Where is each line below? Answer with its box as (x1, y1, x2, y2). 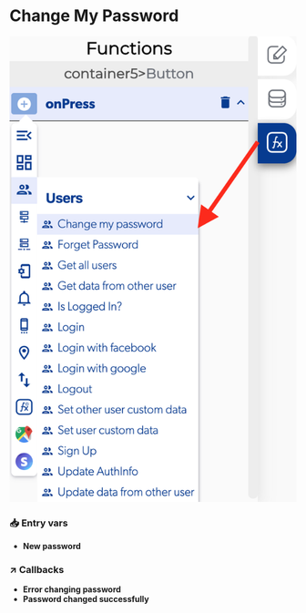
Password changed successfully (22, 594, 149, 605)
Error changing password (22, 584, 121, 595)
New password (22, 541, 82, 552)
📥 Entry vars (9, 516, 68, 529)
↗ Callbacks (9, 564, 65, 577)
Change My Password (9, 5, 179, 26)
